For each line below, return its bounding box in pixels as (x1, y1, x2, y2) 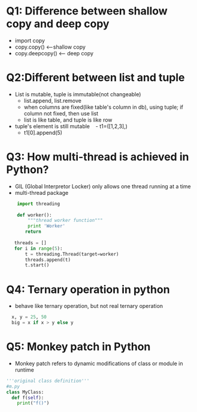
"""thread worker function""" (28, 218, 103, 224)
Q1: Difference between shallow (6, 4, 168, 18)
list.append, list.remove (23, 97, 82, 104)
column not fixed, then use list (23, 109, 99, 117)
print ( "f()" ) (17, 400, 50, 407)
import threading (17, 200, 60, 207)
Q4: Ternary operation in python (6, 283, 170, 296)
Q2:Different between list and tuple (6, 71, 185, 85)
